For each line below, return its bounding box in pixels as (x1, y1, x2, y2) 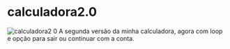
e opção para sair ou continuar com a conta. (7, 34, 135, 42)
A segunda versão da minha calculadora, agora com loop (59, 27, 223, 35)
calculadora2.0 (7, 4, 98, 20)
